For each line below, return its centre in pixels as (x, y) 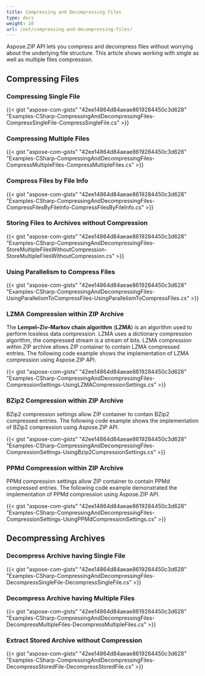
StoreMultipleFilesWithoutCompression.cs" (61, 256)
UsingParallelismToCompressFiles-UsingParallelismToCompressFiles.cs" (98, 298)
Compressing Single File (43, 96)
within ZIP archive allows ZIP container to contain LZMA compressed (93, 347)
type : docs (20, 18)
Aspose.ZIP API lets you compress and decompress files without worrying (100, 47)
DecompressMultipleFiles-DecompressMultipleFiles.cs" (76, 625)
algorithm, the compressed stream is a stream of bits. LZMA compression (99, 340)
